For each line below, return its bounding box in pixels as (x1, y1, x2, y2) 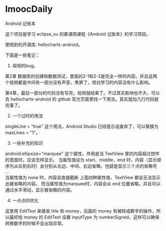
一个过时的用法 (12, 113, 43, 118)
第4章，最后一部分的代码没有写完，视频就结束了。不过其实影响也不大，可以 (5, 90, 160, 96)
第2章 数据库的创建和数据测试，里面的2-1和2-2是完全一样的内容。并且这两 (5, 73, 158, 79)
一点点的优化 (12, 197, 39, 203)
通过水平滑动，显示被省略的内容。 (5, 187, 75, 193)
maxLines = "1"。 (5, 129, 41, 135)
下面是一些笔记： (5, 52, 40, 58)
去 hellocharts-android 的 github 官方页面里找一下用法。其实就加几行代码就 (5, 96, 159, 102)
